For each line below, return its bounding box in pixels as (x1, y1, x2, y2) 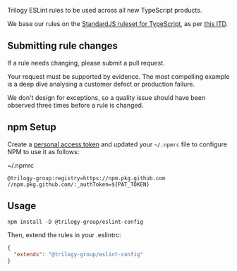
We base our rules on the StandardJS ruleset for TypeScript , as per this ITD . (7, 20, 229, 27)
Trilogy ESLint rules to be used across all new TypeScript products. (7, 6, 202, 14)
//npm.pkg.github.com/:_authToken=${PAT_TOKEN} (7, 181, 150, 188)
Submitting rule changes (7, 40, 119, 52)
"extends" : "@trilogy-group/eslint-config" (13, 251, 143, 258)
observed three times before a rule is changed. (7, 101, 144, 109)
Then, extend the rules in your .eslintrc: (7, 231, 121, 239)
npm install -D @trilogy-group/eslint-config (7, 218, 143, 226)
